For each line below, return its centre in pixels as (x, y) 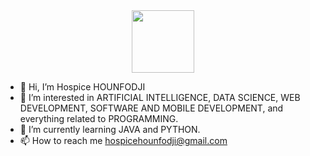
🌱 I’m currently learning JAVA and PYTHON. (110, 129)
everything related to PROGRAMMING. (99, 118)
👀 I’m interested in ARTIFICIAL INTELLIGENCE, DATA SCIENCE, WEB (160, 97)
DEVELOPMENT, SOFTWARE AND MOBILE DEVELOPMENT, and (151, 108)
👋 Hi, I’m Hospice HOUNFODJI (82, 87)
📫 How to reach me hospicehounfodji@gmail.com (123, 140)
